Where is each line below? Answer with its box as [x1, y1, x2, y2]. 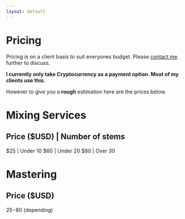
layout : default [6, 8, 46, 15]
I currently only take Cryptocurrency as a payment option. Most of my [6, 71, 179, 78]
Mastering [6, 168, 57, 181]
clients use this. [6, 77, 46, 84]
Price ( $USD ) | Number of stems [6, 132, 125, 142]
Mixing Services [6, 109, 86, 121]
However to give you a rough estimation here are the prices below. [6, 88, 166, 95]
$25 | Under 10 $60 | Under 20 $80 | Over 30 [6, 147, 116, 154]
